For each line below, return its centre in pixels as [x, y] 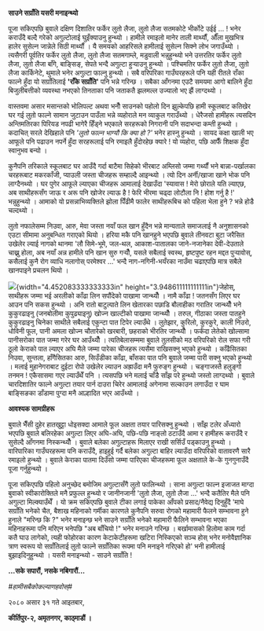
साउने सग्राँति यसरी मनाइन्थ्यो [43, 13]
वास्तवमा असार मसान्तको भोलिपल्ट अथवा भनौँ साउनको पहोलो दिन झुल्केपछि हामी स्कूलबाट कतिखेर [130, 106]
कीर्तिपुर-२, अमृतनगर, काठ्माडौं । [50, 618]
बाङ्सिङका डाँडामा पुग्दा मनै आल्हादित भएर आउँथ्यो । [74, 393]
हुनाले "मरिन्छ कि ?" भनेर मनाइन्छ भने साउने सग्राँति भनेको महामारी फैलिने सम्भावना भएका [118, 520]
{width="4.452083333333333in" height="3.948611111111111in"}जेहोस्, [126, 287]
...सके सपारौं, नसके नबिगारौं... [47, 571]
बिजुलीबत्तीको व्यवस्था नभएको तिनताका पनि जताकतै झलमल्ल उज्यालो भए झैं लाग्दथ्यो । [115, 90]
